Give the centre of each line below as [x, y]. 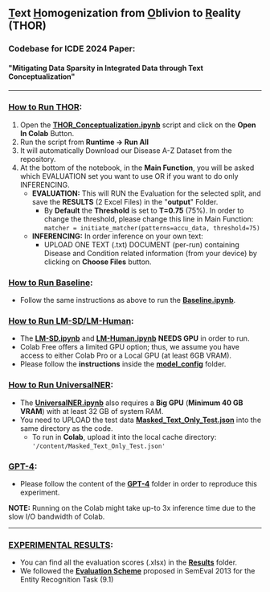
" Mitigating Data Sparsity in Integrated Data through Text [106, 68]
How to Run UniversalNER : [61, 385]
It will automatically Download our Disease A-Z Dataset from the [126, 150]
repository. [38, 159]
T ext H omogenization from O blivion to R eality [125, 13]
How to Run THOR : [45, 107]
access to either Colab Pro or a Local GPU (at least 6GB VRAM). [125, 356]
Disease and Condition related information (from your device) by [150, 253]
